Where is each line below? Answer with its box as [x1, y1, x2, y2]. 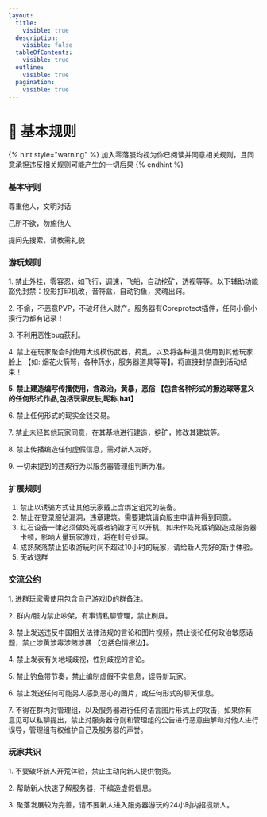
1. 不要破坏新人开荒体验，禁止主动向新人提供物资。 [8, 766, 176, 776]
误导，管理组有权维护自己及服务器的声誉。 [8, 725, 148, 734]
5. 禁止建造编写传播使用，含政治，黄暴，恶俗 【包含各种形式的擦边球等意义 [8, 383, 255, 393]
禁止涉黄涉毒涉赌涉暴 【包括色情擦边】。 [21, 637, 153, 647]
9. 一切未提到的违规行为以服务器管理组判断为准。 [8, 461, 170, 470]
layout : [8, 11, 34, 20]
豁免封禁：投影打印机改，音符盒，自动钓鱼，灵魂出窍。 [8, 286, 189, 296]
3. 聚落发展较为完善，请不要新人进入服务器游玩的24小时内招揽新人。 [8, 800, 234, 809]
